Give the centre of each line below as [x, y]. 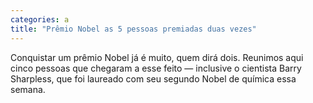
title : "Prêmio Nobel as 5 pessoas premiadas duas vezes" [133, 29]
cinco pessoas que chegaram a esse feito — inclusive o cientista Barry [156, 68]
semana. [28, 89]
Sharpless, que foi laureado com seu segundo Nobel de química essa [153, 78]
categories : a [40, 19]
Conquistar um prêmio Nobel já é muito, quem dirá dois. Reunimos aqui [157, 57]
